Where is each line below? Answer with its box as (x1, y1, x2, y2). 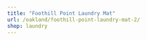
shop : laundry (7, 22, 48, 29)
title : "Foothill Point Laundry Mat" (7, 9, 116, 17)
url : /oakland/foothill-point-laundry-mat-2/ (7, 16, 140, 23)
